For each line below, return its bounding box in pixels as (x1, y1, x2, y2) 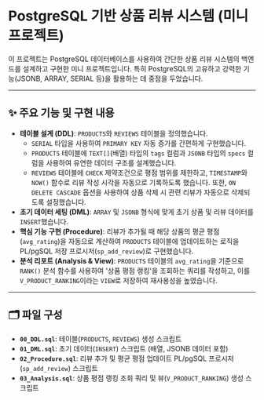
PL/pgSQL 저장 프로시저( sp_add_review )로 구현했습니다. (19, 246, 194, 256)
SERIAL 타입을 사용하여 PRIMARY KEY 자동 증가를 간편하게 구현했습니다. (31, 138, 247, 147)
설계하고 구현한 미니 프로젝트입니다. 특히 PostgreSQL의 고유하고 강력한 (22, 64, 242, 73)
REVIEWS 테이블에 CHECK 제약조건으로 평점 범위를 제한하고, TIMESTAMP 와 (31, 168, 248, 177)
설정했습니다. (46, 197, 86, 206)
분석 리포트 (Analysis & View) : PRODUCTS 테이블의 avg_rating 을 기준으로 (19, 256, 244, 265)
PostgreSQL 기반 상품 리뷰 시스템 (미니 (8, 7, 249, 25)
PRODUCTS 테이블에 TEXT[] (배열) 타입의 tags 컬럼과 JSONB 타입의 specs (31, 148, 246, 158)
